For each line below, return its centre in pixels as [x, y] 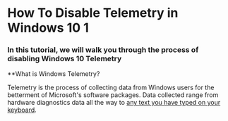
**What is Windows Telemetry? [54, 74]
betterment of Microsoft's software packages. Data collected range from [113, 95]
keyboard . [22, 110]
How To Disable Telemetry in [93, 13]
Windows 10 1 [48, 28]
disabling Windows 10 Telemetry [65, 59]
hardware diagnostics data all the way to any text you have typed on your [114, 103]
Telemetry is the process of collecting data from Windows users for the [111, 88]
